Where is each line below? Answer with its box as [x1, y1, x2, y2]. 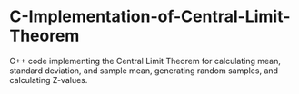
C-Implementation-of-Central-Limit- [9, 6, 291, 27]
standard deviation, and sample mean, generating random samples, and [9, 65, 279, 76]
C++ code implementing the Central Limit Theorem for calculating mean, [9, 55, 282, 66]
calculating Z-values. [9, 74, 88, 85]
